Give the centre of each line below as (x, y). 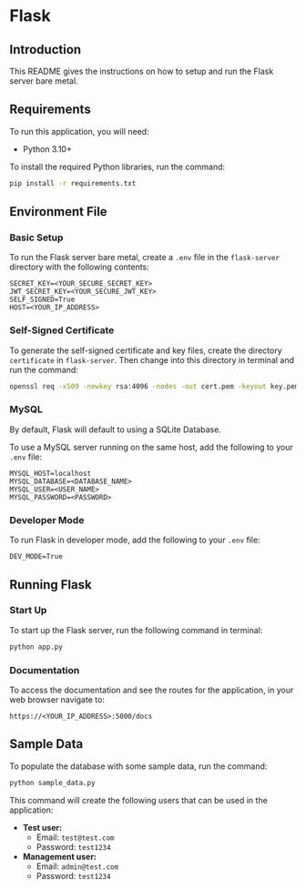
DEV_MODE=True (36, 557)
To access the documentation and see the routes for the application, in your (152, 690)
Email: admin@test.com (77, 866)
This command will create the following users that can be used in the (139, 800)
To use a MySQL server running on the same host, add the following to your (151, 447)
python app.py (36, 647)
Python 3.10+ (47, 149)
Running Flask (51, 585)
